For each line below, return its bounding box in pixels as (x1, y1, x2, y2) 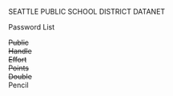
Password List (8, 22, 55, 31)
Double (8, 72, 32, 81)
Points (8, 63, 30, 73)
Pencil (8, 80, 30, 90)
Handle (8, 46, 32, 55)
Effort (8, 55, 27, 64)
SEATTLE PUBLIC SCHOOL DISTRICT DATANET (8, 7, 166, 16)
